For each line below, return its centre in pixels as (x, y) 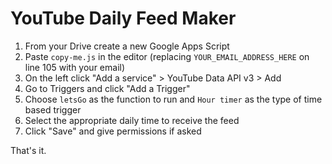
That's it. (28, 150)
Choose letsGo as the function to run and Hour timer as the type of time (173, 99)
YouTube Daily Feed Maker (123, 18)
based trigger (53, 109)
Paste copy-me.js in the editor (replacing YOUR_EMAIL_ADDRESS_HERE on (167, 56)
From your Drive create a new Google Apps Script (127, 46)
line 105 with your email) (75, 67)
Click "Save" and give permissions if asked (113, 131)
